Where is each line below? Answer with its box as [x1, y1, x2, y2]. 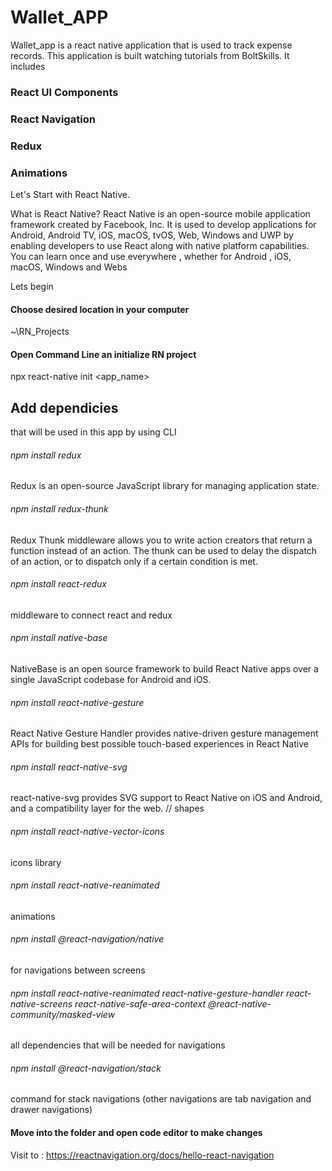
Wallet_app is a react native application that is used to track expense [10, 39, 293, 51]
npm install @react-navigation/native [10, 933, 165, 945]
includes [10, 60, 46, 72]
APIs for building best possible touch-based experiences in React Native [10, 738, 309, 750]
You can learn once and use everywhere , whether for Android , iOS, [10, 251, 292, 262]
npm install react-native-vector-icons [10, 826, 165, 838]
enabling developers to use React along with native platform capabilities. [10, 240, 310, 251]
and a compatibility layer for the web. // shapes [10, 802, 205, 815]
